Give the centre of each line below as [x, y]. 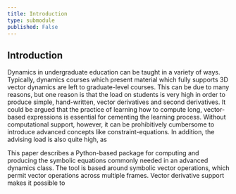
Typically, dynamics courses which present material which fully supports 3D [118, 80]
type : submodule [31, 20]
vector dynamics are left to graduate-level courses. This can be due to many [118, 87]
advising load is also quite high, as [57, 140]
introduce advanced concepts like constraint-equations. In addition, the [111, 132]
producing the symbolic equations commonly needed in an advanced [108, 161]
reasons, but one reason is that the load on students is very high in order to [116, 95]
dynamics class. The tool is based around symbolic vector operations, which [118, 168]
